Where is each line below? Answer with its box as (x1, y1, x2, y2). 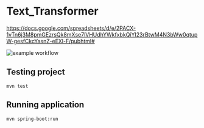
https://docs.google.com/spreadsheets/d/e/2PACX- (6, 24, 136, 32)
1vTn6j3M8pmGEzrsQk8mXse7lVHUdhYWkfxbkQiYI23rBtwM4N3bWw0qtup (6, 30, 198, 38)
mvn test (6, 83, 29, 89)
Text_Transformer (6, 4, 99, 18)
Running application (6, 99, 85, 110)
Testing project (6, 67, 65, 77)
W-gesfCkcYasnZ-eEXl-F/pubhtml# (6, 37, 96, 44)
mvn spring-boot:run (6, 116, 59, 122)
